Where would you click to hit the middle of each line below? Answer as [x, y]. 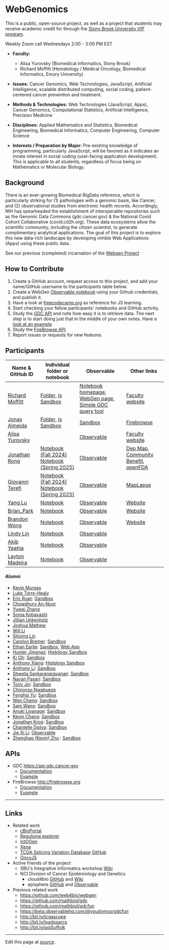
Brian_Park [21, 511]
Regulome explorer [39, 836]
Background [25, 183]
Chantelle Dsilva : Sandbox [39, 727]
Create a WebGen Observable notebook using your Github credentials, [86, 292]
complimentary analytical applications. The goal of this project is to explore [83, 232]
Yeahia [16, 548]
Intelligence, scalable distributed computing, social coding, [73, 89]
